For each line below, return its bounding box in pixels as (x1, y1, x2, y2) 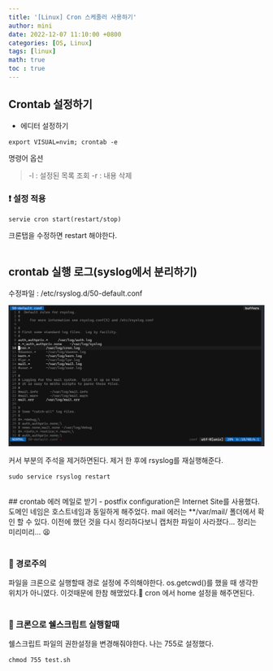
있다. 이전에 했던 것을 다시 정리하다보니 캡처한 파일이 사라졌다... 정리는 (33, 517, 258, 526)
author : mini (8, 21, 53, 30)
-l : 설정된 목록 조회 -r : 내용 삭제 (28, 171, 132, 180)
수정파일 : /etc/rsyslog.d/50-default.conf (8, 288, 143, 298)
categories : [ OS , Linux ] (8, 39, 93, 47)
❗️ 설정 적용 (8, 193, 46, 204)
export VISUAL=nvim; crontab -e (8, 138, 118, 146)
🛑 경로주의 (8, 557, 47, 569)
